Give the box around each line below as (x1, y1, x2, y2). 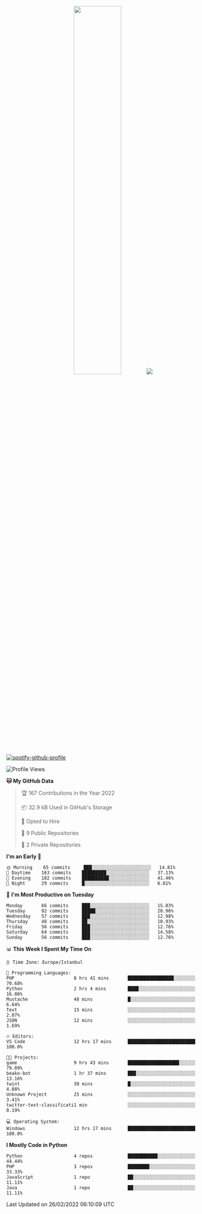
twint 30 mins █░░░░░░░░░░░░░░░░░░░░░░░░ (6, 1081, 196, 1087)
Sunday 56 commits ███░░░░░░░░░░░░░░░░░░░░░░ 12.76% (6, 934, 174, 940)
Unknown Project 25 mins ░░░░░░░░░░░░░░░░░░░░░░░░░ (6, 1091, 196, 1097)
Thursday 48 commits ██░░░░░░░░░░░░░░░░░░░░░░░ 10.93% (6, 919, 174, 925)
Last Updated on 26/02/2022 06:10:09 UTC (6, 1201, 115, 1208)
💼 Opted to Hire (21, 818, 60, 825)
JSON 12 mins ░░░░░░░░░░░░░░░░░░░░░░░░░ (6, 1018, 196, 1024)
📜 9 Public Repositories (21, 830, 79, 836)
